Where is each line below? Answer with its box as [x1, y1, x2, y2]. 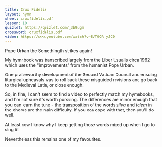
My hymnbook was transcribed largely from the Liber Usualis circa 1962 [5, 57, 150, 63]
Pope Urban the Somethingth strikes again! [5, 47, 92, 54]
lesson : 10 [5, 20, 27, 26]
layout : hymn [5, 12, 32, 17]
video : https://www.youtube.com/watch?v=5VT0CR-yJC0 [5, 35, 115, 39]
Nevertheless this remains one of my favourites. [5, 136, 102, 142]
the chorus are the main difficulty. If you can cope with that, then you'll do [5, 107, 154, 112]
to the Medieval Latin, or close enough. [5, 82, 84, 88]
